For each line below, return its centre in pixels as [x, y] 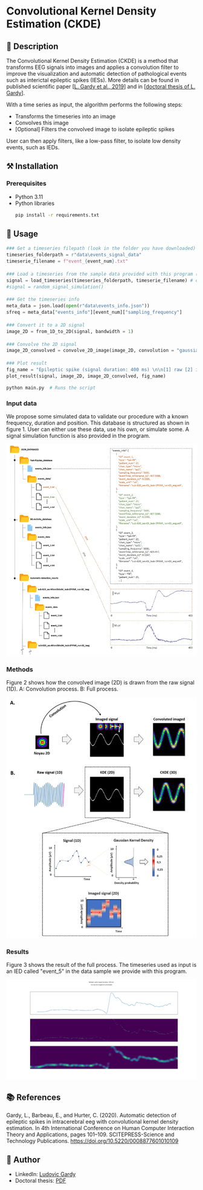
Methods [20, 669]
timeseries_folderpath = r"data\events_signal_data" [74, 255]
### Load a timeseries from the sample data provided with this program [100, 274]
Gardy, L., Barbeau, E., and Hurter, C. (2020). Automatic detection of [92, 1115]
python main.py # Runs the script [51, 388]
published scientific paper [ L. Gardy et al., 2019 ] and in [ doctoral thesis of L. [101, 86]
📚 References [34, 1098]
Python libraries [35, 203]
